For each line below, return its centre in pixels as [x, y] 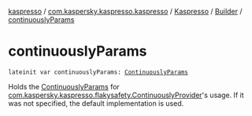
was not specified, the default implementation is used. [96, 103]
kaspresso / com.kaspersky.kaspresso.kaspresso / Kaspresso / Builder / [125, 11]
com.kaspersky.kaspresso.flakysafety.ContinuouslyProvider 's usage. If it [126, 95]
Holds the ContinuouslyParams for [64, 86]
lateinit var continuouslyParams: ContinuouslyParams [98, 72]
